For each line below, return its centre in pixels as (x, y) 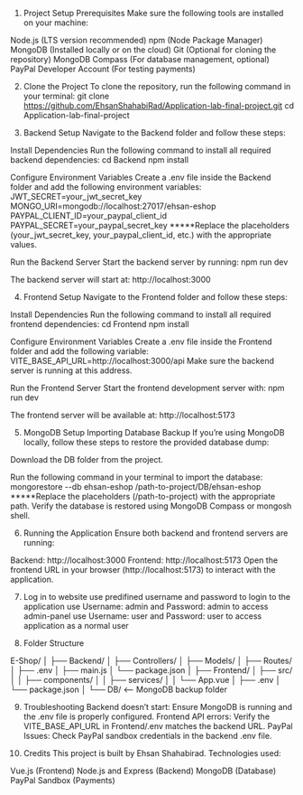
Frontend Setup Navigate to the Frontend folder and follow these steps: (155, 297)
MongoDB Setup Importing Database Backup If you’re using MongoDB (154, 432)
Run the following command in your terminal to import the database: (137, 477)
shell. (20, 515)
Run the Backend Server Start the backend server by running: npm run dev (149, 262)
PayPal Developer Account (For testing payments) (103, 69)
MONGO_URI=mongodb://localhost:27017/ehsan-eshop (113, 206)
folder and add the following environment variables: (106, 187)
